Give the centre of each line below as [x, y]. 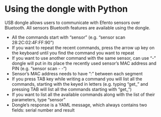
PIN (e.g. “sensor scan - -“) [39, 68]
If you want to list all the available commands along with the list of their [83, 94]
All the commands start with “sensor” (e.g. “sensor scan [68, 37]
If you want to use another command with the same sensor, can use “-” [84, 58]
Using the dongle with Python [66, 9]
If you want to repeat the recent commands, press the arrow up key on [83, 47]
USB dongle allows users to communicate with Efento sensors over [72, 23]
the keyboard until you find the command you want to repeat [73, 53]
